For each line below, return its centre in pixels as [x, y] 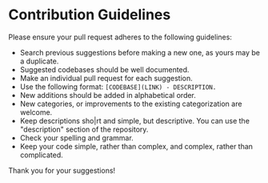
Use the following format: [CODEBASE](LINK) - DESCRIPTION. [118, 87]
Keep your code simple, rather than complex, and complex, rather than [136, 146]
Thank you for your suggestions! [62, 170]
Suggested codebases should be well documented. [104, 69]
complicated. [42, 155]
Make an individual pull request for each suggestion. [106, 78]
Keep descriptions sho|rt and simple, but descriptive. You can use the [135, 120]
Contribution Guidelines [90, 15]
